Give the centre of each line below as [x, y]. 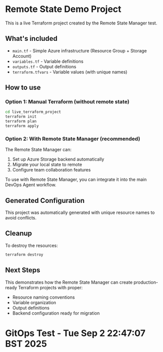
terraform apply [22, 126]
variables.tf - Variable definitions [48, 61]
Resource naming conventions [44, 297]
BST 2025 [26, 344]
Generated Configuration [45, 200]
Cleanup [19, 234]
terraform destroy [24, 255]
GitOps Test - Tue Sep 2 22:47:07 [75, 333]
